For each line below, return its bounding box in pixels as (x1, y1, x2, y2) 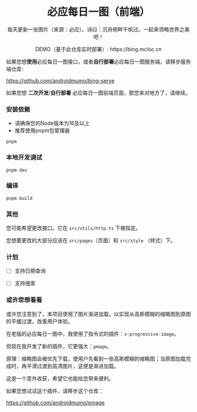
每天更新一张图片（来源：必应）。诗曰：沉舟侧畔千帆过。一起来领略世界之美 (7, 26, 190, 33)
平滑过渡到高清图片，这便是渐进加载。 (26, 362, 119, 369)
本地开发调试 (6, 154, 43, 162)
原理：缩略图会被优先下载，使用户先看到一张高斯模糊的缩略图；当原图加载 (6, 355, 186, 362)
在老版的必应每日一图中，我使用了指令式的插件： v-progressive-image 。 (6, 330, 180, 337)
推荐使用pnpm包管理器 (14, 127, 70, 134)
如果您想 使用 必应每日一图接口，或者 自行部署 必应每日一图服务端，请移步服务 (6, 58, 191, 65)
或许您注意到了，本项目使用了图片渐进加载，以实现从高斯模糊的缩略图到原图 (6, 310, 191, 317)
